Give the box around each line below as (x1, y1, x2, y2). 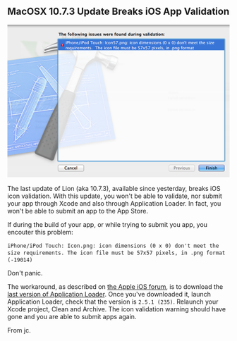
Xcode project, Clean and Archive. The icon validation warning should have (7, 304, 226, 313)
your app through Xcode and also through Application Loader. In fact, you (7, 199, 221, 207)
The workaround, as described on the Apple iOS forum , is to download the (7, 282, 224, 291)
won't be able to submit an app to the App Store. (7, 206, 148, 215)
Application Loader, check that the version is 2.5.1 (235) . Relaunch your (7, 297, 219, 306)
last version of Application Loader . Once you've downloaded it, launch (7, 290, 212, 298)
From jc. (7, 325, 31, 334)
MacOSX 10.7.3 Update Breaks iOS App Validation (7, 6, 230, 18)
